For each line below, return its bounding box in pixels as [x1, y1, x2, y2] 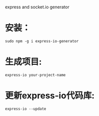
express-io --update [5, 106, 47, 111]
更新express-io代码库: [5, 90, 95, 101]
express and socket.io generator [5, 4, 70, 10]
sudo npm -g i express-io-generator [5, 39, 79, 43]
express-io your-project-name [5, 72, 66, 77]
